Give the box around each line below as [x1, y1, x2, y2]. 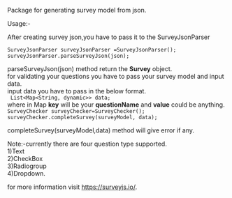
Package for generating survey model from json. [7, 6, 147, 14]
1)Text [7, 147, 25, 155]
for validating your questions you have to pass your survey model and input [7, 73, 225, 80]
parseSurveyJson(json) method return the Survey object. [7, 65, 173, 73]
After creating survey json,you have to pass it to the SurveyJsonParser [7, 33, 210, 41]
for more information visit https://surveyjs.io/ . [7, 183, 138, 191]
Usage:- [7, 20, 31, 27]
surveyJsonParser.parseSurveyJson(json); [7, 52, 130, 59]
